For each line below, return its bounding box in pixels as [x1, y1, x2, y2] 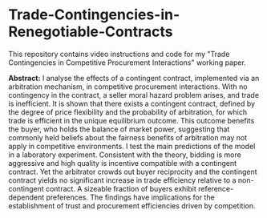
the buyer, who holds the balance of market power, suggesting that [8, 124, 230, 134]
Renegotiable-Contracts [8, 22, 173, 41]
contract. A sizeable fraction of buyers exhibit [45, 184, 196, 193]
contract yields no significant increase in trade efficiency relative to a [8, 175, 237, 185]
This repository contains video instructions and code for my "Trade [8, 49, 230, 59]
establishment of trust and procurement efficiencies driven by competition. [8, 200, 256, 210]
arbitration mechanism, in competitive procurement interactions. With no [8, 82, 248, 91]
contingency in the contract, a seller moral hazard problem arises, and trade [8, 90, 259, 99]
